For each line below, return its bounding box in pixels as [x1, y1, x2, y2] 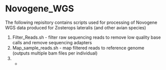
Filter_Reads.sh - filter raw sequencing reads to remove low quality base [12, 34, 161, 40]
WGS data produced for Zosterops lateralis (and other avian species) [5, 24, 147, 30]
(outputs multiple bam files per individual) [12, 50, 98, 56]
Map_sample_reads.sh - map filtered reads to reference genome [12, 45, 145, 51]
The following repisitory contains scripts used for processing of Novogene [5, 19, 158, 25]
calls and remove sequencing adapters [12, 39, 92, 45]
